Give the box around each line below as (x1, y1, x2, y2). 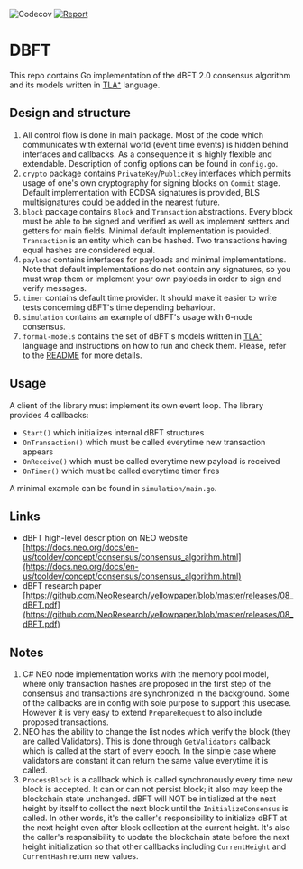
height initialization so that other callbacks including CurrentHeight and (22, 841, 287, 852)
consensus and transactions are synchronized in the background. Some (22, 688, 290, 699)
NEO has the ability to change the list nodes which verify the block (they (22, 727, 291, 737)
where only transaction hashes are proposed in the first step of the (22, 679, 271, 690)
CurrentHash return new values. (22, 851, 139, 862)
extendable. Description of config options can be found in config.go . (22, 158, 278, 169)
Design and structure (9, 105, 131, 121)
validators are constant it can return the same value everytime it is (22, 755, 269, 766)
